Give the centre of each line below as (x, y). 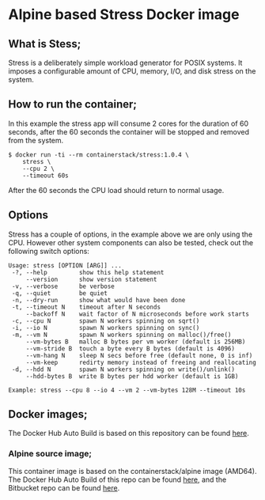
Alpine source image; (50, 454)
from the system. (36, 140)
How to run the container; (72, 104)
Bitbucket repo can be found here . (64, 487)
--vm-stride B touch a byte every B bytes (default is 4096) (131, 348)
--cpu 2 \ (39, 169)
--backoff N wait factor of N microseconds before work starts (137, 314)
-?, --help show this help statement (88, 272)
